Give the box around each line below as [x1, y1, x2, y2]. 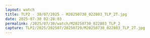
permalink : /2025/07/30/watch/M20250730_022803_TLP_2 [5, 21, 121, 26]
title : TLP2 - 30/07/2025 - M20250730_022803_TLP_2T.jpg [5, 12, 127, 17]
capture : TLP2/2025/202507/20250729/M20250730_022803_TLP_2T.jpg [5, 26, 145, 31]
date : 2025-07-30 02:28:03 [5, 16, 62, 21]
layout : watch [5, 7, 35, 12]
